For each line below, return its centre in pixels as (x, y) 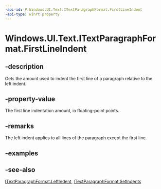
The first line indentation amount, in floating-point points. (62, 111)
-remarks (19, 126)
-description (24, 67)
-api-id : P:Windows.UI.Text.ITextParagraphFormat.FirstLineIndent (74, 10)
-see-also (20, 170)
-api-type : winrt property (32, 14)
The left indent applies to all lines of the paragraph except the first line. (76, 138)
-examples (22, 153)
